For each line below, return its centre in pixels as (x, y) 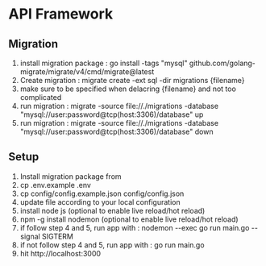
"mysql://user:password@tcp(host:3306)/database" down (116, 131)
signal (30, 236)
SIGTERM (58, 236)
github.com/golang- (222, 63)
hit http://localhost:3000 (60, 253)
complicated (41, 97)
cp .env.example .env (55, 185)
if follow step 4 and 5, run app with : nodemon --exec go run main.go (135, 227)
